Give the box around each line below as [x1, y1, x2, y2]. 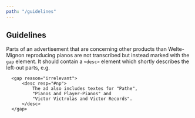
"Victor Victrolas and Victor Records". [32, 96, 133, 102]
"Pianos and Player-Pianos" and [32, 91, 112, 97]
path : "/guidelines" [6, 8, 57, 15]
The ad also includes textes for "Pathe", [32, 86, 138, 92]
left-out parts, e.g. [6, 64, 50, 71]
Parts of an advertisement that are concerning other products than [6, 46, 167, 53]
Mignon [6, 52, 25, 59]
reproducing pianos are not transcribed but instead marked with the [25, 52, 190, 59]
